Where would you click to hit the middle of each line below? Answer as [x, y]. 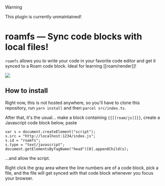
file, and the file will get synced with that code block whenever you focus [79, 173]
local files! [27, 47]
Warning [14, 7]
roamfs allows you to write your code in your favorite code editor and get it [81, 61]
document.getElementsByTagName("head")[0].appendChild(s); [67, 149]
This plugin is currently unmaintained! [43, 17]
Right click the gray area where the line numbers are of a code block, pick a [82, 168]
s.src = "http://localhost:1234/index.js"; [50, 136]
